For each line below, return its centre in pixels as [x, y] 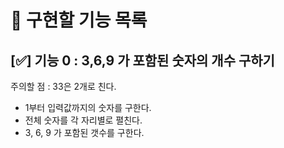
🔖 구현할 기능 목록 [79, 20]
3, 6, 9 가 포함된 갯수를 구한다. [84, 132]
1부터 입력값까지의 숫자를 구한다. [88, 107]
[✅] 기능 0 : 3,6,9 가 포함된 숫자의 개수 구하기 [142, 60]
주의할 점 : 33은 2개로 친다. [63, 86]
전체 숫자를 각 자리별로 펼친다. [83, 120]
